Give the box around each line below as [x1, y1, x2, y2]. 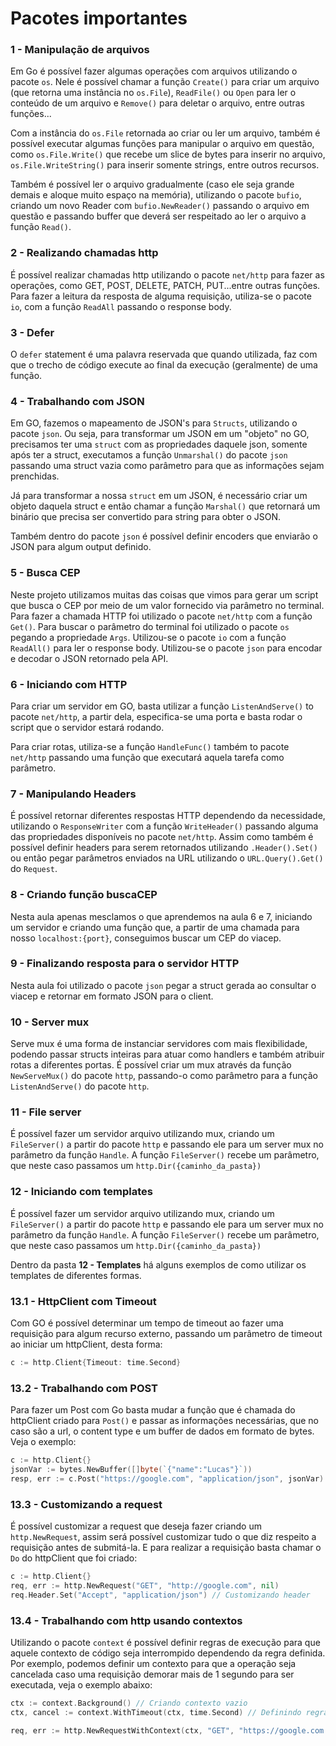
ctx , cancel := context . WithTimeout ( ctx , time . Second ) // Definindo [10, 1707, 302, 1717]
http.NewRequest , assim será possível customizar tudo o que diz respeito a [10, 1531, 317, 1543]
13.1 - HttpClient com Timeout [10, 1294, 157, 1308]
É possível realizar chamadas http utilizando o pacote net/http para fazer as [10, 268, 325, 281]
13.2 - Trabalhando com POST [10, 1381, 159, 1395]
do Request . [10, 863, 58, 875]
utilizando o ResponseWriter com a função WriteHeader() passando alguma [10, 820, 319, 832]
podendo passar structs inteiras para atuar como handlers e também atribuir [10, 1048, 325, 1061]
